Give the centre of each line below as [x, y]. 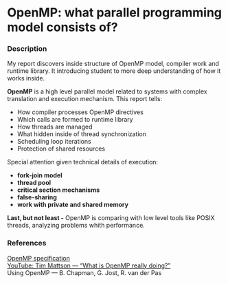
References [27, 243]
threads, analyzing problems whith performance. [76, 226]
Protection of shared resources [61, 149]
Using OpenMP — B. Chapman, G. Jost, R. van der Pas [84, 272]
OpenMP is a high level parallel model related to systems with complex [107, 91]
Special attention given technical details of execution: [83, 162]
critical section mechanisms [58, 190]
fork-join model [39, 175]
